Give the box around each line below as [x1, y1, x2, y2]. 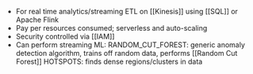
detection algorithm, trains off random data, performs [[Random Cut [15, 49, 238, 57]
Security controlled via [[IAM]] [15, 31, 115, 41]
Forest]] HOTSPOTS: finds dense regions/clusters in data [15, 57, 203, 66]
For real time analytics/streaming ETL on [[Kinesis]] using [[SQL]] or [15, 7, 238, 16]
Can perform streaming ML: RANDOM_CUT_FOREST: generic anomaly [15, 40, 246, 50]
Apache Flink [15, 15, 59, 24]
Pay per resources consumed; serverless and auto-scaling [15, 24, 208, 32]
